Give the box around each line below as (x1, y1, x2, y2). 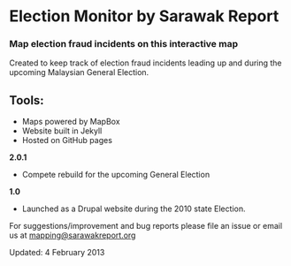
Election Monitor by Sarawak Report (9, 6, 280, 27)
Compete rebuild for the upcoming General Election (21, 170, 211, 180)
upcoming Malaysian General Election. (9, 67, 149, 78)
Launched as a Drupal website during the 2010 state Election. (21, 203, 246, 214)
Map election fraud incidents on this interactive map (9, 38, 239, 50)
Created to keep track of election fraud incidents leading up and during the (9, 57, 282, 68)
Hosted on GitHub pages (21, 135, 113, 146)
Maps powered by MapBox (21, 117, 121, 127)
